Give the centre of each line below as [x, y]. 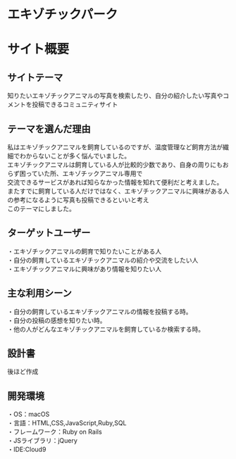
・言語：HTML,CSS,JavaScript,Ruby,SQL [67, 423]
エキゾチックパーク [63, 14]
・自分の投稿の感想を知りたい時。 [57, 320]
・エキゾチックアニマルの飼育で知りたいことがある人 [85, 251]
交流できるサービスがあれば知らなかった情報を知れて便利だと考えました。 [115, 182]
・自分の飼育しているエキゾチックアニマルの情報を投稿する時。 [100, 311]
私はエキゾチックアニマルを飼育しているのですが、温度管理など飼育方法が [115, 147]
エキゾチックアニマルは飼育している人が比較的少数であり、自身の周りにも [115, 165]
